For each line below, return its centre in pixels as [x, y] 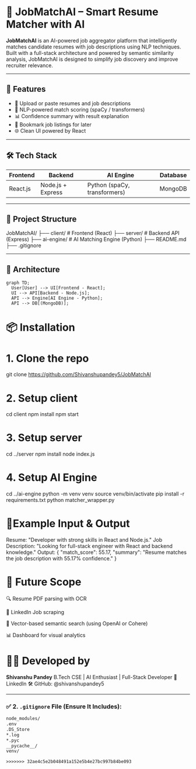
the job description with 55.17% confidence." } [62, 559]
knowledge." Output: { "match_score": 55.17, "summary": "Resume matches [96, 552]
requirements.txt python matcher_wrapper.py [60, 500]
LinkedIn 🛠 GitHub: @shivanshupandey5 [55, 684]
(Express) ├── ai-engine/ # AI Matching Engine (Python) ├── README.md [96, 240]
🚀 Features [26, 89]
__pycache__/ [22, 746]
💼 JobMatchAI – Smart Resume [82, 12]
